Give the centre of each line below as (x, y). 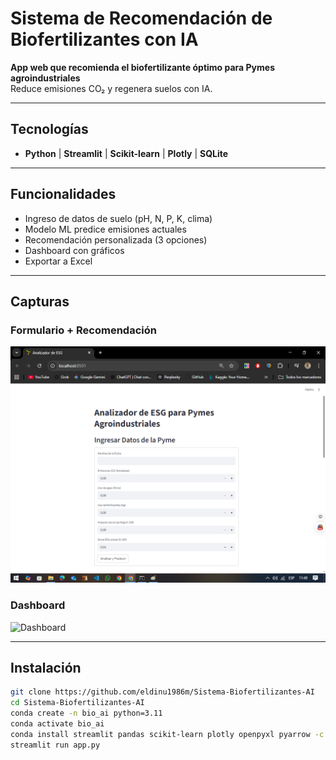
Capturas (40, 301)
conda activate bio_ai (57, 723)
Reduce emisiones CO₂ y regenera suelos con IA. (111, 88)
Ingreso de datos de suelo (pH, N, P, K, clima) (118, 218)
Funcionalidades (63, 194)
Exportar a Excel (58, 261)
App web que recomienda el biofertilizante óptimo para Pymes (142, 67)
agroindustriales (45, 78)
